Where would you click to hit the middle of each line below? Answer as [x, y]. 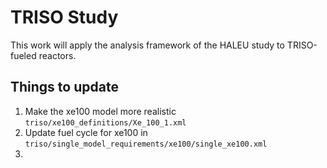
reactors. [57, 55]
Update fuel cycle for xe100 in [86, 132]
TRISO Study [64, 17]
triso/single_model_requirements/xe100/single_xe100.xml [146, 144]
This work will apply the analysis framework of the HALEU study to [147, 45]
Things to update [64, 87]
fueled [23, 55]
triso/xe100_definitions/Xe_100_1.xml [105, 122]
